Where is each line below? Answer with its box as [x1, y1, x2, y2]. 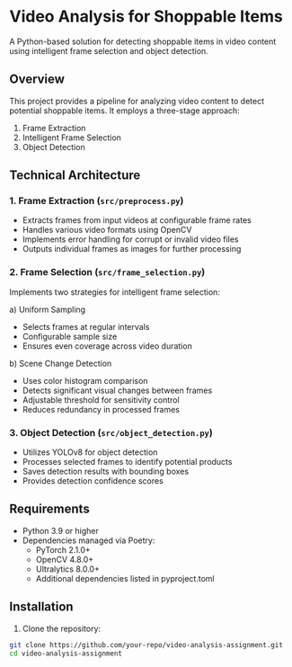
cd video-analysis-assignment [9, 649, 123, 658]
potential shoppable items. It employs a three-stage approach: [9, 105, 240, 116]
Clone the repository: [22, 623, 102, 634]
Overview [9, 72, 66, 87]
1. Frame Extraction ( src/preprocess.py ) [9, 195, 184, 208]
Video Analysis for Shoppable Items [9, 6, 283, 27]
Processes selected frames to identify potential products [22, 457, 233, 467]
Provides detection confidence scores [22, 476, 164, 486]
